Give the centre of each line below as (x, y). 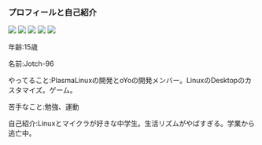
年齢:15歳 (23, 47)
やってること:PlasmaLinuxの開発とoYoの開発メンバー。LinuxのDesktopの (127, 81)
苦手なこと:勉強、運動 (44, 107)
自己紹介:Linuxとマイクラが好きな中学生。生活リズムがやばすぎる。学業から (132, 124)
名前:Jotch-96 (31, 63)
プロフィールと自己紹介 (52, 12)
